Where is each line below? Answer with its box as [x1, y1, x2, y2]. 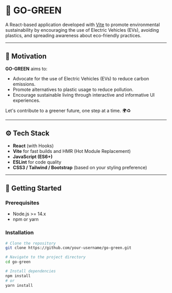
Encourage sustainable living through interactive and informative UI [12, 92, 155, 98]
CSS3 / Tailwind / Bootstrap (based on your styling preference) [12, 164, 147, 170]
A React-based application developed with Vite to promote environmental [5, 21, 160, 28]
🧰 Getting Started [5, 184, 62, 192]
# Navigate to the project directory [5, 255, 86, 260]
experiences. [12, 97, 40, 103]
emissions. [12, 81, 36, 87]
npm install [5, 273, 31, 278]
